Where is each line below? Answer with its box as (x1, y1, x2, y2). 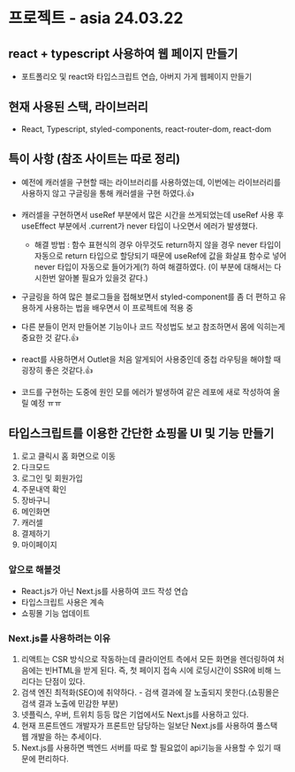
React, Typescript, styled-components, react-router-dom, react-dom (20, 123, 272, 134)
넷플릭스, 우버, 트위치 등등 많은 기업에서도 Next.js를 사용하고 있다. (20, 709, 249, 720)
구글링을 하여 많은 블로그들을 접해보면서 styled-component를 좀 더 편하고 (20, 291, 277, 302)
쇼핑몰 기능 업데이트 (20, 607, 90, 618)
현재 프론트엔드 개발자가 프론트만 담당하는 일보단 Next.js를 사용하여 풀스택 (20, 721, 278, 731)
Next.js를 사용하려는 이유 (8, 632, 111, 645)
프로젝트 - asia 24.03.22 (8, 8, 184, 28)
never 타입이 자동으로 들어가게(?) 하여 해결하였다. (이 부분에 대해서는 (34, 261, 273, 272)
